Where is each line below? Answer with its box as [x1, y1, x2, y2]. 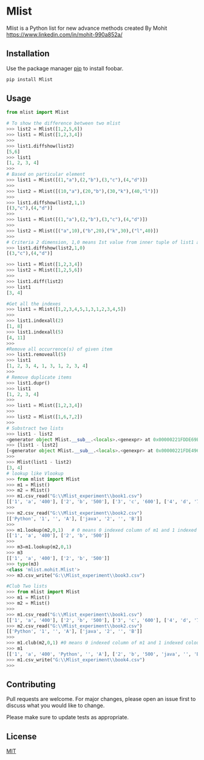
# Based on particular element [6, 172, 86, 178]
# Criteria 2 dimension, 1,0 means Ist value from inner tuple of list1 [6, 239, 194, 245]
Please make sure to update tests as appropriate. [6, 714, 129, 721]
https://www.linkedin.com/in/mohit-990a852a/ [6, 30, 123, 38]
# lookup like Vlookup [6, 470, 64, 476]
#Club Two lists [6, 583, 47, 590]
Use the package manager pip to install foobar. [6, 64, 123, 72]
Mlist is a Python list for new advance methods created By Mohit [6, 24, 168, 32]
